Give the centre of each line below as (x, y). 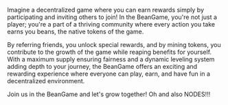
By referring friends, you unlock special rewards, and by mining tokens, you (114, 45)
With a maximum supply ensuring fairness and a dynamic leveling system (111, 59)
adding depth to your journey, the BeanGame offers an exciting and (102, 66)
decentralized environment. (46, 81)
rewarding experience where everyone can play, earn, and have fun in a (109, 74)
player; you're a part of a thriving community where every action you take (111, 24)
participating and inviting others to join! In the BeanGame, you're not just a (112, 17)
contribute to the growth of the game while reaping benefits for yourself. (109, 52)
